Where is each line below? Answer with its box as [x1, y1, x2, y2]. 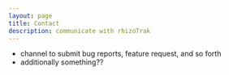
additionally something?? [19, 57, 104, 67]
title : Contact [8, 19, 60, 27]
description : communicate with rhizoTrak [8, 27, 151, 35]
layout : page [8, 11, 53, 20]
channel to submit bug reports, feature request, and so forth [19, 49, 222, 59]
